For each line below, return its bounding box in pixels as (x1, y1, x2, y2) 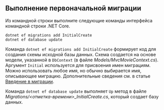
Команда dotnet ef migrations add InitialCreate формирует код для (5, 46, 156, 52)
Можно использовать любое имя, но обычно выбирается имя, (5, 67, 142, 74)
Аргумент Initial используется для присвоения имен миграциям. (5, 62, 151, 68)
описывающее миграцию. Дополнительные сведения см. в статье (5, 73, 151, 79)
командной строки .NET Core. (5, 23, 70, 29)
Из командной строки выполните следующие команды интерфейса (5, 17, 153, 23)
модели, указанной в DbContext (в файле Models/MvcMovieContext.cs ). (5, 57, 159, 63)
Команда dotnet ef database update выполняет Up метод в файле (5, 88, 147, 94)
